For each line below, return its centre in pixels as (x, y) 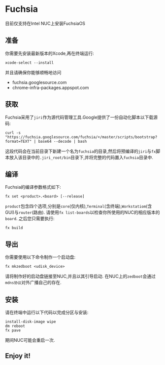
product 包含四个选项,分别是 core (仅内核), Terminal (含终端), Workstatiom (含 (79, 206)
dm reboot (15, 326)
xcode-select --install (30, 63)
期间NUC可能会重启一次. (30, 340)
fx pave (13, 330)
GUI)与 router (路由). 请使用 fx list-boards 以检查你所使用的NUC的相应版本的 (82, 212)
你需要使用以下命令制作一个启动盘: (40, 257)
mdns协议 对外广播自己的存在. (33, 283)
